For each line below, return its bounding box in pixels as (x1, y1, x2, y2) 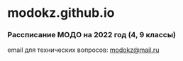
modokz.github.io (7, 5, 115, 21)
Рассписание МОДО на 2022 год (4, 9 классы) (7, 30, 176, 40)
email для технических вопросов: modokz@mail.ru (7, 46, 160, 54)
